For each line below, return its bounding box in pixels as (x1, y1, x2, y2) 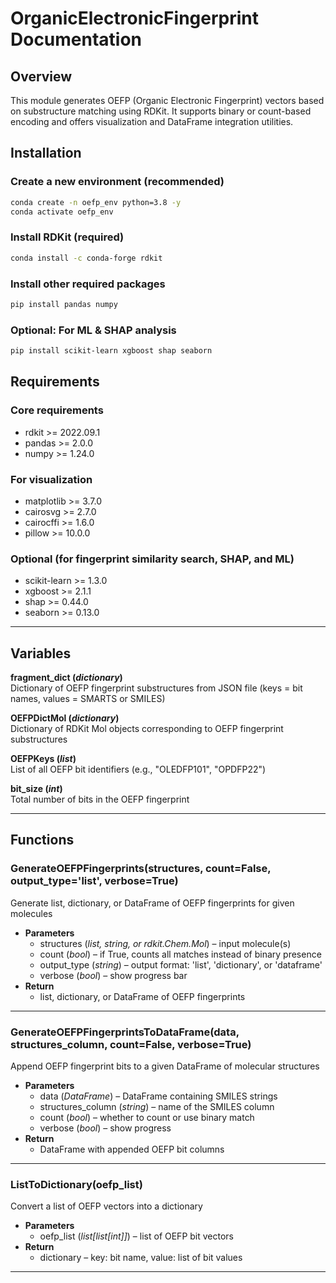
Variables (10, 645, 72, 662)
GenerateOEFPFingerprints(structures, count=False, (10, 862, 272, 876)
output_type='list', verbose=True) (10, 874, 179, 888)
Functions (10, 832, 75, 849)
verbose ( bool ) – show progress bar (39, 969, 188, 981)
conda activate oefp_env (10, 207, 114, 217)
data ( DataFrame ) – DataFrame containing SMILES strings (39, 1090, 278, 1102)
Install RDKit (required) (10, 230, 125, 244)
